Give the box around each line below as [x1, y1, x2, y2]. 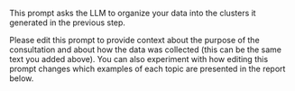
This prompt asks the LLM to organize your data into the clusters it [9, 8, 256, 18]
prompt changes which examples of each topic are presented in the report [9, 63, 286, 74]
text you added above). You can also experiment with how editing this [9, 54, 269, 64]
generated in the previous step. [9, 17, 126, 28]
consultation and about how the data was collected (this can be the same [9, 44, 282, 55]
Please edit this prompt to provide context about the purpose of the [9, 35, 260, 45]
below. [9, 73, 34, 84]
